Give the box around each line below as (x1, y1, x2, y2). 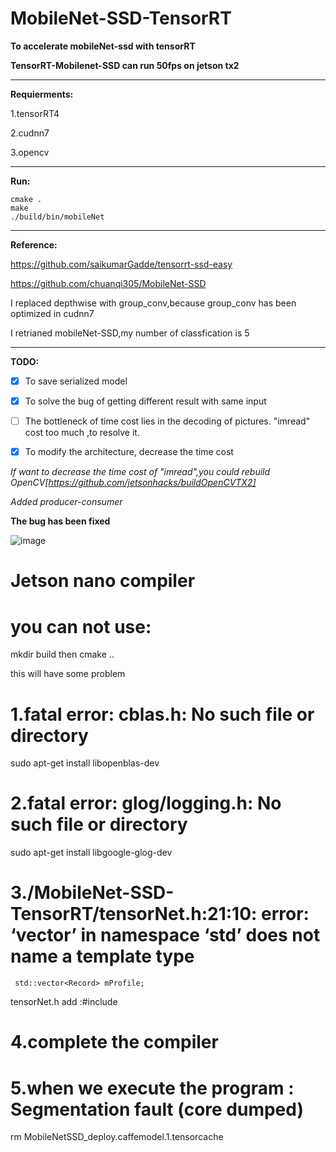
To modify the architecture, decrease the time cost (24, 446, 234, 458)
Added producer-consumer (10, 496, 123, 508)
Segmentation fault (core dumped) (10, 1098, 305, 1121)
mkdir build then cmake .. (10, 648, 115, 661)
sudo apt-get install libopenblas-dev (10, 757, 160, 769)
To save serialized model (24, 375, 128, 387)
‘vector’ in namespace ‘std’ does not (10, 924, 321, 947)
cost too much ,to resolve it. (24, 427, 140, 439)
